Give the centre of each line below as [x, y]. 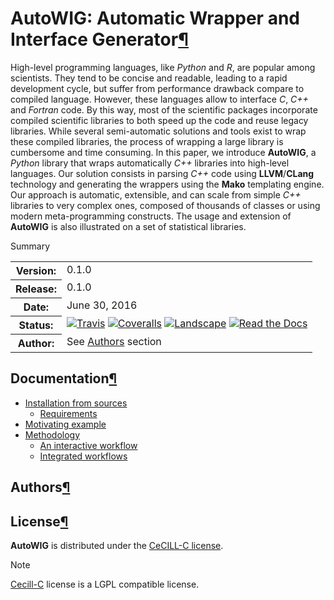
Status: [36, 325]
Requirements [68, 413]
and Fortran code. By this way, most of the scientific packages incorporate [164, 109]
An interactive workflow [88, 445]
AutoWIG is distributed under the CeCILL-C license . [117, 545]
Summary [30, 246]
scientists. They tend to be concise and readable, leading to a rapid [149, 78]
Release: [36, 289]
